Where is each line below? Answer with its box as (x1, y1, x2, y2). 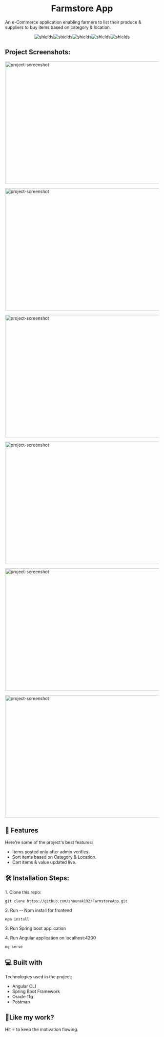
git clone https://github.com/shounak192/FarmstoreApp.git (5, 899, 128, 904)
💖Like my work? (5, 1013, 55, 1021)
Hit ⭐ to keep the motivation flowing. (5, 1027, 79, 1032)
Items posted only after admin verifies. (12, 848, 90, 855)
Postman (12, 999, 30, 1005)
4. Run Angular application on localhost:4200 (5, 935, 96, 941)
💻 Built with (5, 958, 43, 966)
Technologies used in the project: (5, 974, 72, 980)
